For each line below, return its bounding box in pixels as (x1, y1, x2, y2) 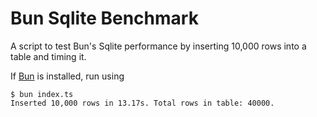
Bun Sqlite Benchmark (10, 7, 199, 30)
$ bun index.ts (10, 89, 74, 99)
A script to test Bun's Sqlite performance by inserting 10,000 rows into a (10, 40, 307, 52)
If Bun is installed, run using (10, 70, 125, 82)
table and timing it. (10, 50, 87, 62)
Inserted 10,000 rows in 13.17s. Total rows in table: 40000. (10, 98, 275, 108)
